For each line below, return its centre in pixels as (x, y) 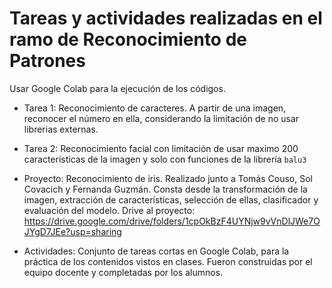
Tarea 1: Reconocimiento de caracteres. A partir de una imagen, (155, 108)
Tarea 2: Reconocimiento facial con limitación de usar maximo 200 (161, 148)
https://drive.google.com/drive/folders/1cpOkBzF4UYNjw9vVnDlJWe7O (172, 221)
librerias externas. (61, 129)
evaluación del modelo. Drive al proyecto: (109, 210)
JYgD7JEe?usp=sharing (72, 231)
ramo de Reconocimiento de (128, 39)
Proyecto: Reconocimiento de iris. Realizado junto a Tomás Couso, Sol (168, 178)
